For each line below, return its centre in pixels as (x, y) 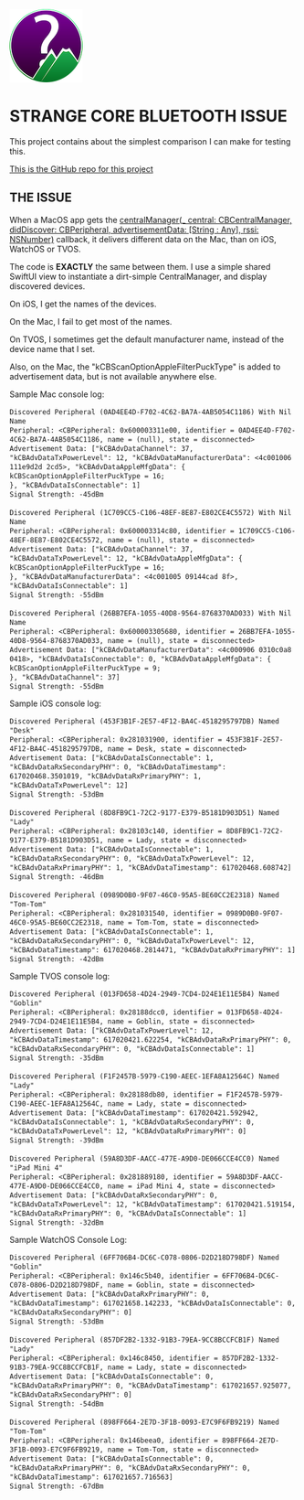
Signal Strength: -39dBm (57, 1140)
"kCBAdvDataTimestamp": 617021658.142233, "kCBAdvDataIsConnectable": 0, (153, 1303)
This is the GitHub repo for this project (81, 168)
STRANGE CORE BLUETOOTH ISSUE (148, 117)
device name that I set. (52, 348)
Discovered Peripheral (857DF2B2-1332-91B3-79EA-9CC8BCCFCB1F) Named (145, 1340)
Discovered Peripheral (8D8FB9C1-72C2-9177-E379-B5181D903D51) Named (145, 813)
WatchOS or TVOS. (45, 249)
